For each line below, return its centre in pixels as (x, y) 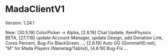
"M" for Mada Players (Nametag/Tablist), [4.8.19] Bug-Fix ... (67, 48)
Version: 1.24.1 (20, 23)
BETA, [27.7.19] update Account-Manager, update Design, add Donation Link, (84, 38)
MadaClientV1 (35, 9)
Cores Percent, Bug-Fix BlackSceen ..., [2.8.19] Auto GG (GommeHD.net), (81, 43)
